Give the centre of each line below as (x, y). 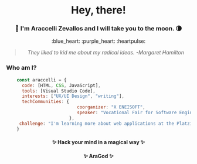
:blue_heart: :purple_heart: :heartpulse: (98, 41)
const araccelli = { (42, 80)
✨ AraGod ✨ (98, 156)
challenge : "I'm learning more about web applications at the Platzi (106, 124)
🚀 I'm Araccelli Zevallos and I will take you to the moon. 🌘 (98, 29)
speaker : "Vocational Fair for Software (127, 113)
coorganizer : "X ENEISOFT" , (111, 107)
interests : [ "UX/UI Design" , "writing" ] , (73, 96)
